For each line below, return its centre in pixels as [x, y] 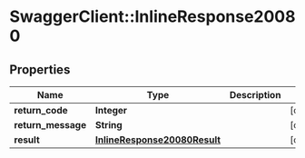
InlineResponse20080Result [157, 140]
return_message [50, 125]
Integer [111, 110]
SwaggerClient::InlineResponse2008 [152, 17]
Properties [40, 69]
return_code [41, 110]
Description [255, 95]
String [108, 125]
